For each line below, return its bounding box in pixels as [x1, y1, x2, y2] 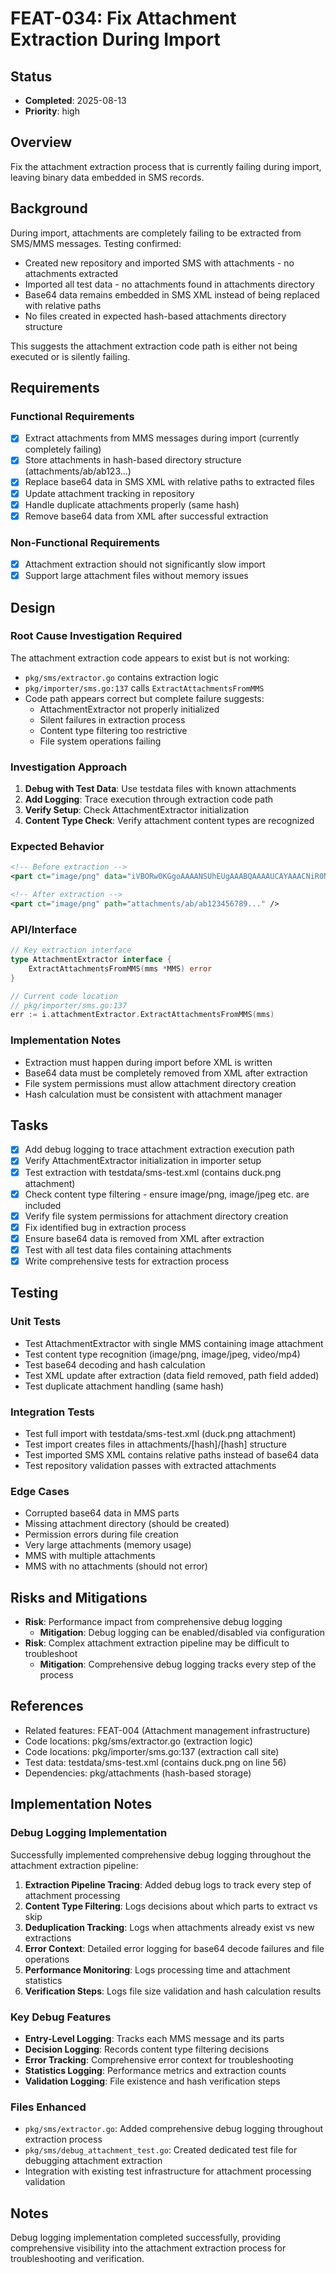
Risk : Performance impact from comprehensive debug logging [24, 1616, 283, 1628]
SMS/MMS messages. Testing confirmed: [10, 237, 182, 249]
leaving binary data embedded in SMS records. [10, 171, 205, 183]
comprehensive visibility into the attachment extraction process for [10, 2242, 287, 2254]
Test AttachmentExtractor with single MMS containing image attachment [24, 1337, 324, 1349]
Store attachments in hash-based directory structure [24, 454, 242, 466]
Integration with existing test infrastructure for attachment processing [24, 2165, 312, 2177]
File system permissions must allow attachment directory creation [24, 1077, 297, 1089]
